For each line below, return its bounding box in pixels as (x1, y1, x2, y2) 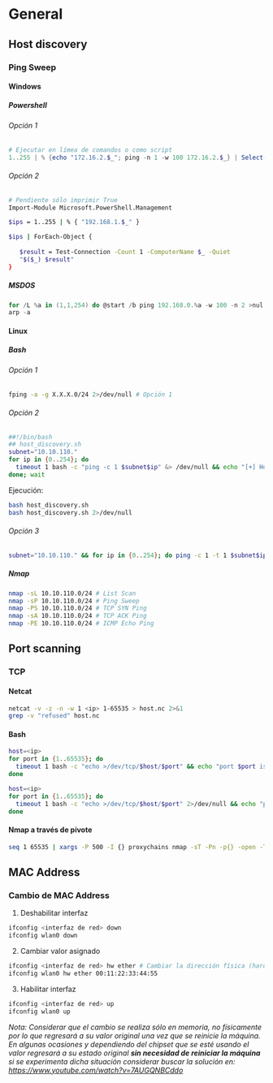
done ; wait (8, 470, 45, 479)
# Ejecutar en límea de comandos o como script (8, 145, 173, 154)
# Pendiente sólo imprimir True (8, 196, 118, 204)
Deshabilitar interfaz (19, 908, 89, 918)
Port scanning (8, 642, 81, 656)
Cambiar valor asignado (19, 947, 101, 956)
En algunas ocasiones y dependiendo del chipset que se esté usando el (8, 1039, 249, 1049)
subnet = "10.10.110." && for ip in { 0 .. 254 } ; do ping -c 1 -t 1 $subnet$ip (8, 551, 267, 559)
